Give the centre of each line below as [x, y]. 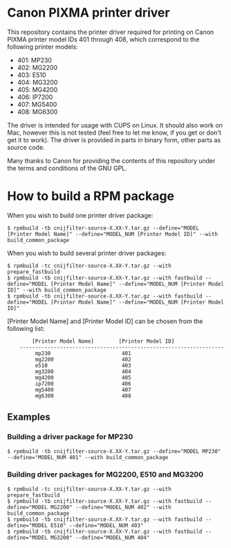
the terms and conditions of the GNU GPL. [67, 168]
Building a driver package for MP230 [70, 437]
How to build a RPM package [91, 196]
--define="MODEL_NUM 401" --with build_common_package [88, 457]
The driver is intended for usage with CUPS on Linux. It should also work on [115, 125]
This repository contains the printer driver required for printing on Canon [111, 32]
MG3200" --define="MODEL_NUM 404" [100, 538]
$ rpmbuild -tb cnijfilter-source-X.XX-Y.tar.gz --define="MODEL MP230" [114, 451]
